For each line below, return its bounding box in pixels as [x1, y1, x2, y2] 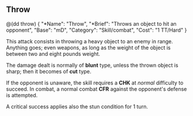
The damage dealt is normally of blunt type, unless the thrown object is [6, 62, 178, 69]
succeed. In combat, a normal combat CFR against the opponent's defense [6, 85, 187, 93]
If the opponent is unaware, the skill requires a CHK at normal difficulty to [6, 79, 184, 86]
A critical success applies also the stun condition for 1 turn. [6, 103, 148, 110]
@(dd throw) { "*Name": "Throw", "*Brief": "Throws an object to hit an [6, 20, 177, 27]
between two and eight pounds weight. [6, 50, 101, 57]
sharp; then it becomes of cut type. [6, 67, 92, 75]
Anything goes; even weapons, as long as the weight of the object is [6, 44, 171, 51]
